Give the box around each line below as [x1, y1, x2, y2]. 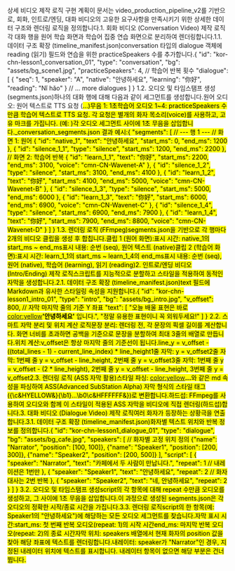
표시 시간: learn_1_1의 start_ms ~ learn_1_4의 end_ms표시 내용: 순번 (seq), [17, 252, 222, 260]
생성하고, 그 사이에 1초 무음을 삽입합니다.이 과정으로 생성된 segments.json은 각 [7, 494, 224, 502]
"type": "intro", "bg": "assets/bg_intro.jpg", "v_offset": [59, 295, 214, 303]
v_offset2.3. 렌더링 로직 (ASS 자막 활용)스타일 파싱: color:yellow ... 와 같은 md [7, 373, 221, 382]
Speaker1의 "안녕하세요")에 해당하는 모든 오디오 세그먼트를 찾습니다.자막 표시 [7, 512, 220, 520]
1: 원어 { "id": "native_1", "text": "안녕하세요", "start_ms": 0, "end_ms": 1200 [14, 136, 228, 145]
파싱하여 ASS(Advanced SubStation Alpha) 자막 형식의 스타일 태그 [20, 383, 206, 390]
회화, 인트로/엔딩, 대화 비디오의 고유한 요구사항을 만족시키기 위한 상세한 [16, 15, 212, 23]
